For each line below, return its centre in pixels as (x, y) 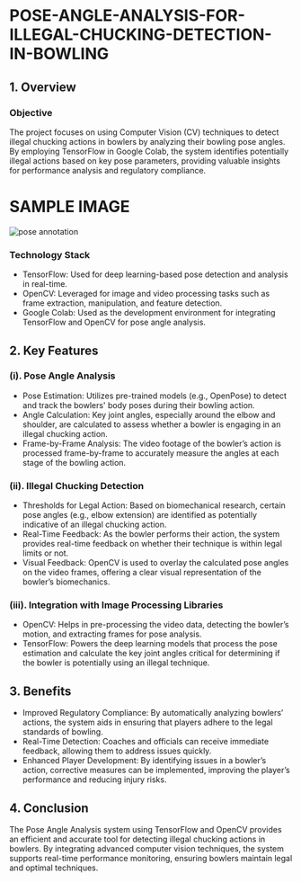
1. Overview (43, 87)
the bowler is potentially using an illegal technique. (116, 663)
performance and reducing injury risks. (94, 780)
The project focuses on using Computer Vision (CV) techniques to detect (144, 132)
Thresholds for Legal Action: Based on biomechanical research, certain (154, 505)
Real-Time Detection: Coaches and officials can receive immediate (146, 742)
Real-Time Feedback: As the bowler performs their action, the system (151, 534)
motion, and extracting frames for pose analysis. (112, 634)
